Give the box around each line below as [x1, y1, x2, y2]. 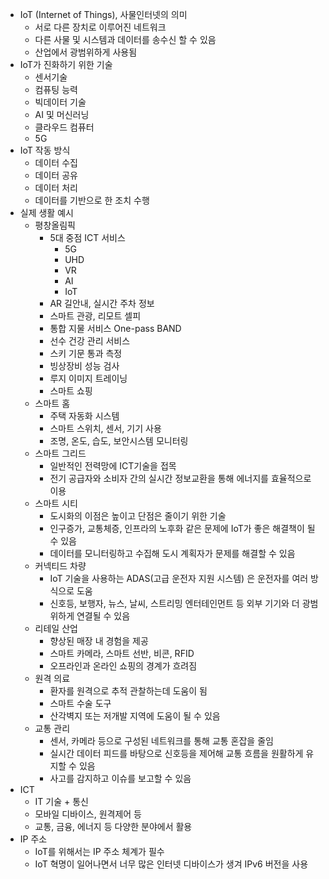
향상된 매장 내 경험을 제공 [49, 635, 149, 647]
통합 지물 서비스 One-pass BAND [49, 323, 182, 334]
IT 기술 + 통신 [34, 796, 89, 807]
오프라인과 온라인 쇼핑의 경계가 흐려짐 [49, 660, 198, 672]
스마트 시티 [34, 498, 78, 509]
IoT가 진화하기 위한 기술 [19, 59, 113, 70]
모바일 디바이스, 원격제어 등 [34, 808, 142, 820]
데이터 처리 [34, 182, 78, 193]
